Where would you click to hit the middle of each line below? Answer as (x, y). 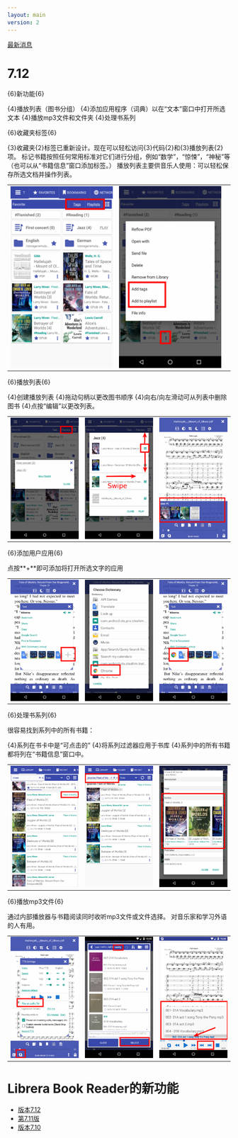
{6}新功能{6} (26, 94)
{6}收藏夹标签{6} (32, 133)
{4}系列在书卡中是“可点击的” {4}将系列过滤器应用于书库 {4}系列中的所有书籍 (119, 745)
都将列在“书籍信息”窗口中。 (47, 754)
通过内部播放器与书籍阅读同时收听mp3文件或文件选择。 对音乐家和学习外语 (117, 916)
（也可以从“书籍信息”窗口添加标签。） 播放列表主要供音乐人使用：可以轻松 (115, 166)
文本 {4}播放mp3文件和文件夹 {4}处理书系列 (72, 118)
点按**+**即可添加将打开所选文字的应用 (66, 568)
